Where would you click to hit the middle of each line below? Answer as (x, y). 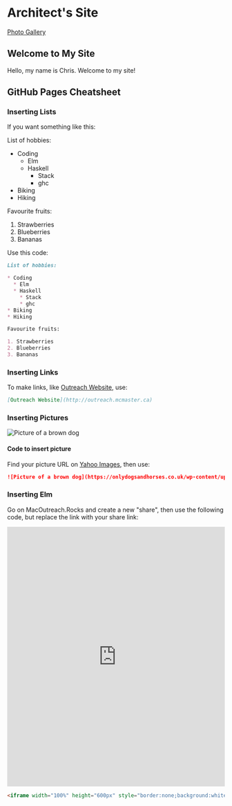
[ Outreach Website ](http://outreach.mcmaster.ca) (80, 400)
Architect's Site (53, 13)
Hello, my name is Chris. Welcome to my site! (71, 70)
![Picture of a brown (38, 477)
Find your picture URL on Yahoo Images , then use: (79, 464)
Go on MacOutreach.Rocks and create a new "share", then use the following (116, 510)
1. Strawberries (30, 342)
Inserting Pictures (38, 418)
